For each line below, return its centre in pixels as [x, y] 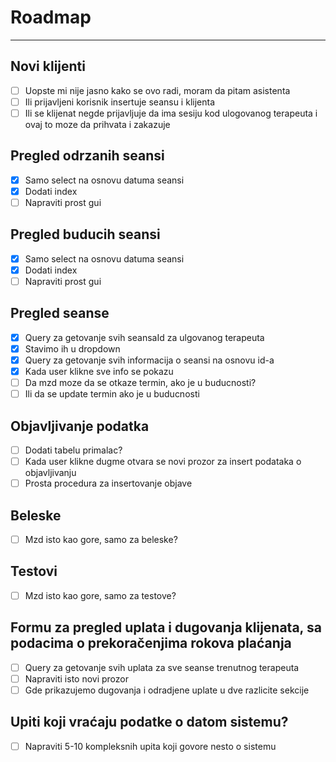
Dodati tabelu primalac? [73, 450]
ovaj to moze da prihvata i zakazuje [97, 124]
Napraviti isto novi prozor [76, 678]
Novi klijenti [48, 66]
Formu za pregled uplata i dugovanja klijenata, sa [166, 627]
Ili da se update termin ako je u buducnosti [112, 394]
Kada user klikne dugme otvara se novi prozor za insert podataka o [163, 461]
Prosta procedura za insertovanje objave [108, 483]
